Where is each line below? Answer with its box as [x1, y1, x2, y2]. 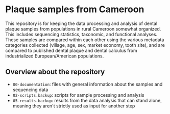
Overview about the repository [5, 68, 105, 76]
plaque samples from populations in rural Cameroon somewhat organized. [5, 25, 161, 32]
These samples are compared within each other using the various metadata [5, 37, 164, 43]
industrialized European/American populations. [5, 52, 104, 59]
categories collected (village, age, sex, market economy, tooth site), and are [5, 42, 165, 48]
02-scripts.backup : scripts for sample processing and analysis [12, 92, 144, 98]
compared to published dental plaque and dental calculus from [5, 47, 137, 53]
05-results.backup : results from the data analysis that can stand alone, [12, 97, 162, 103]
